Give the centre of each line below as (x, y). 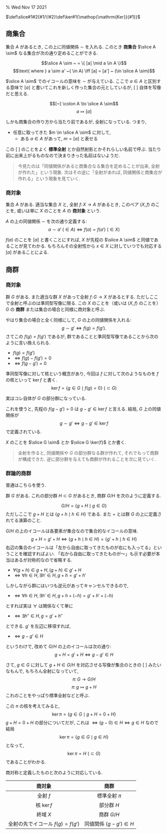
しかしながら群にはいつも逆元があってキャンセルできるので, (67, 586)
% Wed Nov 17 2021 (26, 7)
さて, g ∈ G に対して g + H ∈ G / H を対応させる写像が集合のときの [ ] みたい (83, 665)
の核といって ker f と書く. (32, 380)
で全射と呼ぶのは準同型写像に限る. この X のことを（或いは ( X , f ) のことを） (83, 303)
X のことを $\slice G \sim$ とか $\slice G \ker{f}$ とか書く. (66, 442)
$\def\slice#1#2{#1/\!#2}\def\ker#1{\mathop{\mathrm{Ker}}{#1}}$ (73, 17)
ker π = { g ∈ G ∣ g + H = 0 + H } (84, 714)
